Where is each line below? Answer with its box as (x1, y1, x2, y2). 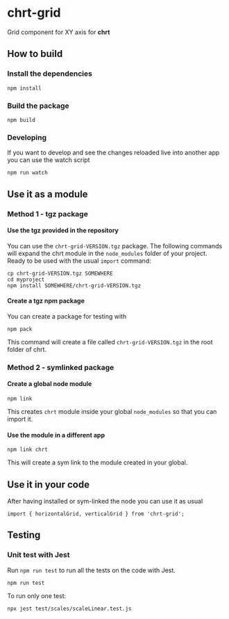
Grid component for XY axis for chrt (7, 28, 110, 36)
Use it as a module (7, 188, 88, 200)
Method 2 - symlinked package (7, 362, 114, 372)
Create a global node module (7, 380, 92, 388)
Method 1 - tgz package (7, 209, 88, 218)
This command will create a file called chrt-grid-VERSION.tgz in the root (7, 337, 213, 346)
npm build (7, 116, 36, 123)
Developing (7, 132, 47, 142)
